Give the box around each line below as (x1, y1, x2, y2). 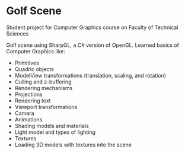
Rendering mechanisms (14, 84, 73, 91)
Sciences (6, 30, 29, 37)
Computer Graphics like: (6, 47, 66, 54)
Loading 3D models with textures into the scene (14, 141, 132, 148)
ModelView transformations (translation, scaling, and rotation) (14, 72, 167, 79)
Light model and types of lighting (14, 129, 96, 136)
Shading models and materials (14, 122, 89, 129)
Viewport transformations (14, 103, 78, 110)
